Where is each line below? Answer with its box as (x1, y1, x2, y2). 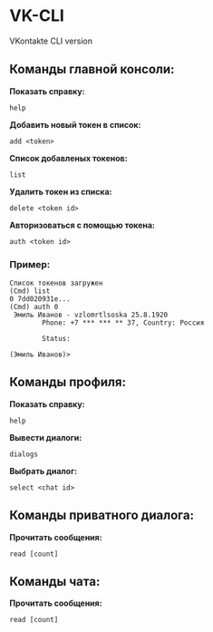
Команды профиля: (9, 374, 127, 390)
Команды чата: (9, 574, 101, 589)
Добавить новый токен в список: (9, 119, 141, 130)
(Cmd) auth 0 (9, 303, 59, 312)
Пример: (9, 258, 51, 270)
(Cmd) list (9, 287, 51, 296)
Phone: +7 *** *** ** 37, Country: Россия (42, 318, 205, 327)
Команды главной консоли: (9, 62, 175, 77)
